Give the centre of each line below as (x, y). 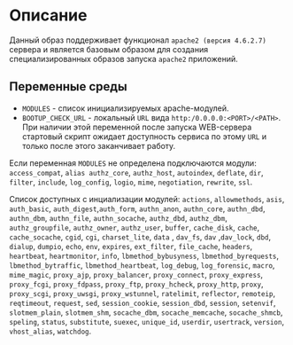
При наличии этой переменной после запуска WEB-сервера (137, 127)
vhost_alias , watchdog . (50, 331)
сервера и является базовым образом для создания (109, 49)
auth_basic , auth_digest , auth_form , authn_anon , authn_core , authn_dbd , (137, 208)
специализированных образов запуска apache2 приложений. (124, 59)
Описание (48, 16)
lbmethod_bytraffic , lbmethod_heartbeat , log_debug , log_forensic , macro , (142, 265)
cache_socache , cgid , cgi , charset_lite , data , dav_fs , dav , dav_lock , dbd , (140, 237)
